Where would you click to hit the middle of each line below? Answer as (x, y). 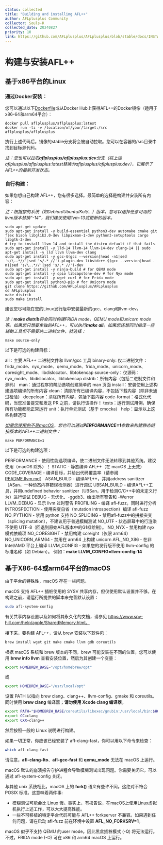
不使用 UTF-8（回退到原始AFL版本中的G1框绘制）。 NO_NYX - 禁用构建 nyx (80, 527)
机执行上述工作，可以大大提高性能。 (48, 809)
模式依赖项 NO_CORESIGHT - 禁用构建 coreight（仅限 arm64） (68, 533)
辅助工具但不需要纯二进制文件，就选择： (45, 331)
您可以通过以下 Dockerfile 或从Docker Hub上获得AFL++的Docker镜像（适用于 (81, 108)
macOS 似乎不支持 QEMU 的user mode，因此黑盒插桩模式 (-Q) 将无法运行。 (81, 831)
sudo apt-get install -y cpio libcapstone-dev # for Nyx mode (69, 274)
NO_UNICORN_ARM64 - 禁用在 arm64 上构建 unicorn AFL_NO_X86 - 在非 (78, 540)
